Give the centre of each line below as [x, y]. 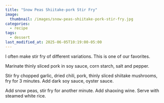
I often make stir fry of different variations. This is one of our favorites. [78, 56]
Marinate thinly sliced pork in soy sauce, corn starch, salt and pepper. [77, 66]
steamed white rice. [26, 96]
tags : [11, 33]
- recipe [19, 28]
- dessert [20, 38]
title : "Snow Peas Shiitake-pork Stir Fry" [51, 10]
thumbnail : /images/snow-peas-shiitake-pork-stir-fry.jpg [72, 19]
